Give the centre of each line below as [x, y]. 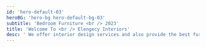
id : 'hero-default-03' [35, 12]
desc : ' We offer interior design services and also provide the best [98, 35]
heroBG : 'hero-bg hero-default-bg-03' [56, 18]
